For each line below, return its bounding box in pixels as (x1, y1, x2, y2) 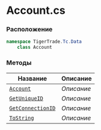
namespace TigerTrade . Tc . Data (6, 39, 82, 45)
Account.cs (6, 4, 66, 17)
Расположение (6, 25, 53, 34)
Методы (6, 58, 32, 67)
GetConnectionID (9, 105, 56, 111)
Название (17, 74, 47, 82)
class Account (17, 45, 52, 51)
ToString (9, 114, 34, 121)
